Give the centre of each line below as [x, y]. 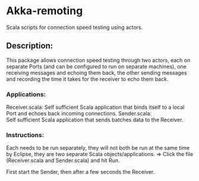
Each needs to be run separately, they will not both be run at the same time [98, 148]
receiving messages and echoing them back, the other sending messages [97, 73]
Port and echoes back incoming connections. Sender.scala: [79, 114]
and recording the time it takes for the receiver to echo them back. [87, 79]
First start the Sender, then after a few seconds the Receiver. [80, 172]
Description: [30, 46]
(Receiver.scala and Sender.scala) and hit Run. [63, 160]
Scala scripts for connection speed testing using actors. [75, 27]
